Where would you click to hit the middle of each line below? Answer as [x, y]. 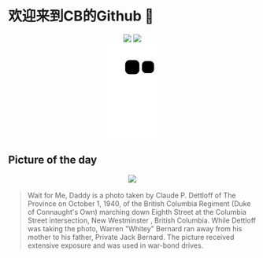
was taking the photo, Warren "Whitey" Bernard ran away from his [135, 228]
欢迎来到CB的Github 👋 [81, 16]
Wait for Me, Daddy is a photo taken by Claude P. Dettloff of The [131, 195]
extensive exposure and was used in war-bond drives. [115, 245]
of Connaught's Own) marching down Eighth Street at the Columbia [137, 212]
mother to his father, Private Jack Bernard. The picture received [131, 237]
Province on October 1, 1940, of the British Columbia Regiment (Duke [139, 203]
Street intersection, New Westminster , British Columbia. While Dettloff [141, 220]
